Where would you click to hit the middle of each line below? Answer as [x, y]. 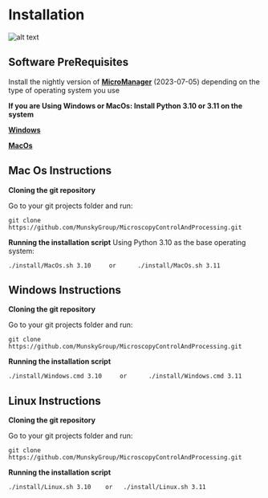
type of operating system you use [64, 90]
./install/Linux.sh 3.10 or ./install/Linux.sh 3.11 [107, 488]
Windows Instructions [65, 290]
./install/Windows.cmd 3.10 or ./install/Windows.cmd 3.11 [125, 376]
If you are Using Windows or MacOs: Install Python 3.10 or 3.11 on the [126, 105]
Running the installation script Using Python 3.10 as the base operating [127, 242]
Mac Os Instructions [60, 171]
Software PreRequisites [69, 62]
